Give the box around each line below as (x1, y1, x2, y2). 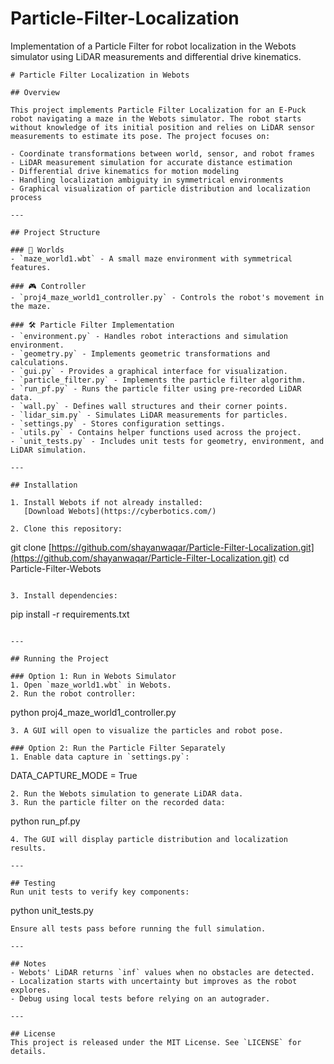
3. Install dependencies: (10, 590, 118, 601)
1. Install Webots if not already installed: (10, 497, 203, 507)
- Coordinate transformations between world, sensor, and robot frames (10, 148, 315, 159)
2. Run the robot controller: (10, 688, 137, 699)
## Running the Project (10, 653, 110, 664)
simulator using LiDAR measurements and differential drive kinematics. (10, 50, 302, 62)
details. (10, 1046, 47, 1056)
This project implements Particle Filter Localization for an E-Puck (10, 105, 307, 115)
